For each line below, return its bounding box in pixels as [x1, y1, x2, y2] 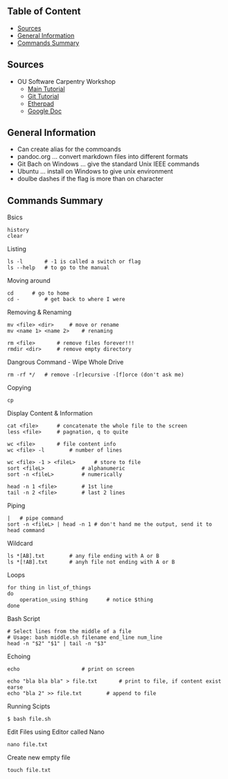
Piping [7, 502, 26, 510]
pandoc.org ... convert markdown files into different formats [17, 153, 188, 161]
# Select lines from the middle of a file [7, 628, 132, 635]
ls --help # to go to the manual [7, 264, 110, 271]
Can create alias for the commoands [17, 145, 121, 153]
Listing [7, 245, 26, 253]
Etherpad [27, 99, 54, 108]
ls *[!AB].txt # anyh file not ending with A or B [7, 558, 175, 566]
